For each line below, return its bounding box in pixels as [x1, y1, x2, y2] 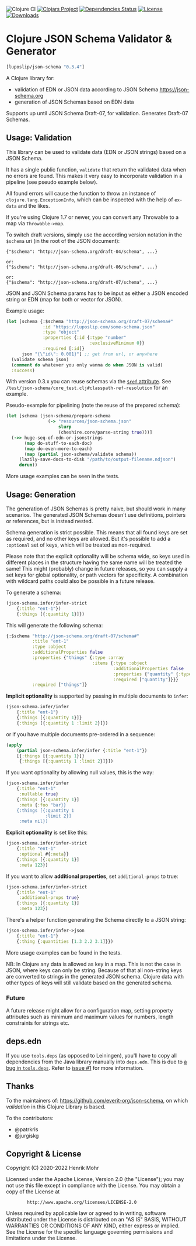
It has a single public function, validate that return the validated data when [6, 166, 187, 173]
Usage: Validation [6, 133, 72, 143]
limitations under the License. [6, 1235, 77, 1242]
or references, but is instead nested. [6, 517, 93, 524]
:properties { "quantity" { [113, 671, 179, 677]
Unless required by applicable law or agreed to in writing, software [6, 1210, 166, 1217]
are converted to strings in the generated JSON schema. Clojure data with [6, 973, 184, 980]
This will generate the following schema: [6, 622, 103, 629]
